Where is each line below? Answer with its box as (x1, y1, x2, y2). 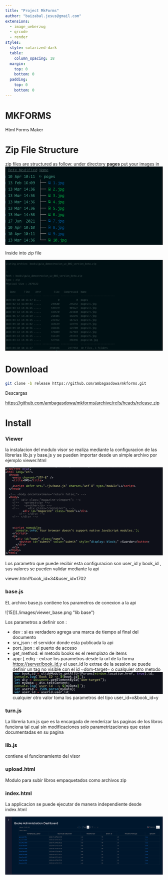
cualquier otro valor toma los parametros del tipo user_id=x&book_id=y (12, 694, 159, 700)
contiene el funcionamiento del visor (5, 753, 80, 759)
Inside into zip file (5, 249, 41, 256)
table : (9, 50, 23, 55)
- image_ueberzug (9, 24, 46, 29)
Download (5, 364, 48, 375)
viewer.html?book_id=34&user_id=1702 (5, 576, 86, 582)
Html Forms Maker (5, 126, 43, 133)
